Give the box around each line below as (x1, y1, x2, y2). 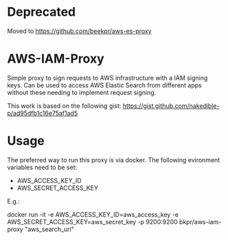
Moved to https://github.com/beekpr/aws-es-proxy (7, 27, 152, 35)
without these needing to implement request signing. (7, 88, 157, 96)
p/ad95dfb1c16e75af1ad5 (7, 109, 78, 117)
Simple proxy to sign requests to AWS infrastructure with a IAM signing (7, 74, 208, 82)
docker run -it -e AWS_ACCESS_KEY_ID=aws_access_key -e (7, 210, 179, 219)
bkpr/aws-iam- (179, 217, 222, 226)
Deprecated (7, 4, 76, 20)
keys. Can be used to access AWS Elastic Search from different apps (7, 80, 202, 89)
